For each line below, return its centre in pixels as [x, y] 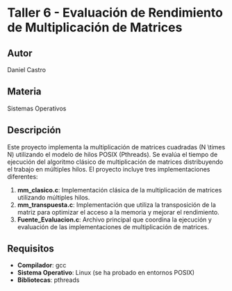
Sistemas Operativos [37, 108]
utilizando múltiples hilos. [53, 197]
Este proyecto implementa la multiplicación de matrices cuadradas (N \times [116, 147]
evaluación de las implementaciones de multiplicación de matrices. [113, 226]
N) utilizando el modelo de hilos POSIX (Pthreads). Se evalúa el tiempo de [113, 154]
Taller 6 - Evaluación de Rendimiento [115, 13]
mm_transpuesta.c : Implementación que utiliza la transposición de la [117, 205]
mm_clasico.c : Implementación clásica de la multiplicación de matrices [119, 190]
